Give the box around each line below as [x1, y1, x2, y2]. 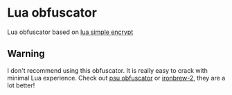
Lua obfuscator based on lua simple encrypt [7, 28, 134, 36]
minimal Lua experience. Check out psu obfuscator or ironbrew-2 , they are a [7, 74, 226, 82]
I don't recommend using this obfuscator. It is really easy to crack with [7, 66, 208, 74]
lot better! [7, 81, 35, 89]
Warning [7, 48, 45, 60]
